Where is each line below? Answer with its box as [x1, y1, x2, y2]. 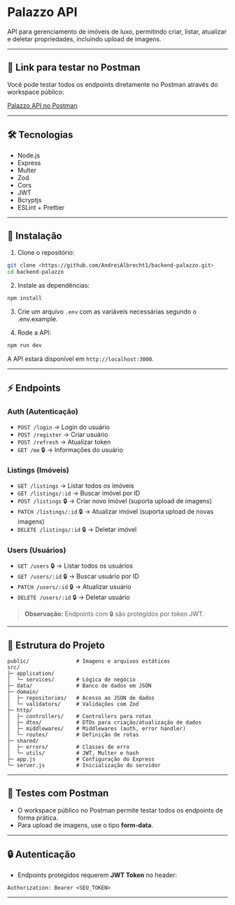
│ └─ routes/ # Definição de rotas [7, 731, 139, 738]
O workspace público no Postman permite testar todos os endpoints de [17, 806, 224, 814]
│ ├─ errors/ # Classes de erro [7, 743, 130, 750]
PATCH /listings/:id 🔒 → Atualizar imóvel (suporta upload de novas [17, 507, 214, 515]
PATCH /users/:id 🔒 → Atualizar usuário [17, 582, 131, 591]
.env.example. [17, 315, 58, 323]
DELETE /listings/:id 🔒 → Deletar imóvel [17, 525, 137, 533]
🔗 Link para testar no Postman [7, 62, 141, 73]
